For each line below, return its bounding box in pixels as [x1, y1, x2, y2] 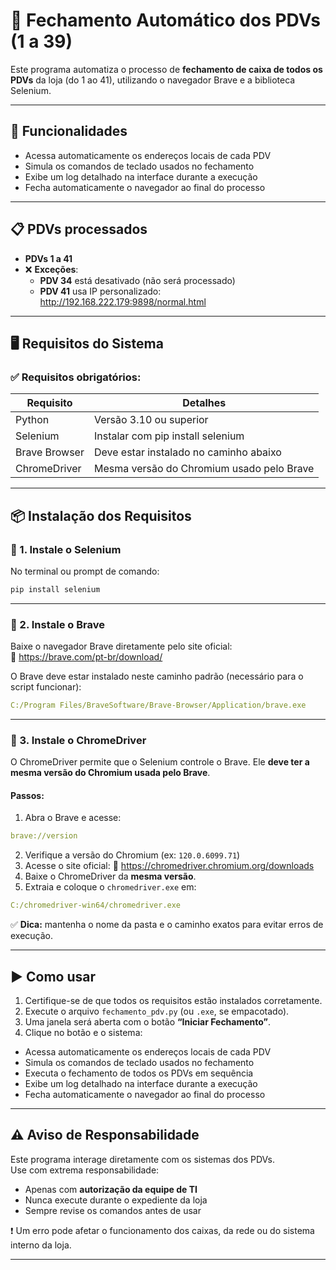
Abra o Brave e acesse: [24, 812, 122, 824]
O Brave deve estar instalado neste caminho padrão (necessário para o [10, 670, 304, 683]
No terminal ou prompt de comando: [10, 565, 160, 577]
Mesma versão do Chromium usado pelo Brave [93, 462, 315, 476]
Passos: [10, 789, 45, 801]
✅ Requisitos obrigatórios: [10, 370, 142, 384]
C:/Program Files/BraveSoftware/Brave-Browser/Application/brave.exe [10, 700, 307, 711]
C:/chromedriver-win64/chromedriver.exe [10, 900, 182, 911]
